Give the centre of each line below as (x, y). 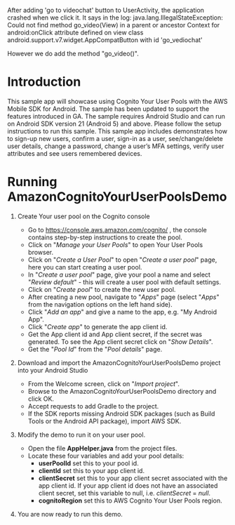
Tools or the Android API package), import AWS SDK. (105, 421)
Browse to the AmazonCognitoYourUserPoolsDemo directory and (122, 391)
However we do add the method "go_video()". (73, 53)
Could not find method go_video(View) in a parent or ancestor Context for (114, 25)
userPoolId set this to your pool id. (88, 463)
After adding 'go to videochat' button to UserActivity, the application (106, 10)
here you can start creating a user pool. (85, 267)
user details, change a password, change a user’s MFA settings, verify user (116, 146)
